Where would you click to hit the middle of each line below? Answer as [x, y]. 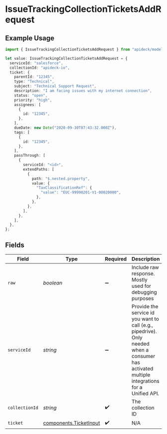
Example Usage [30, 38]
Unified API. [145, 393]
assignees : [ [28, 105]
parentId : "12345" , [34, 77]
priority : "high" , [33, 100]
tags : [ [22, 132]
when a [140, 350]
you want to [145, 319]
